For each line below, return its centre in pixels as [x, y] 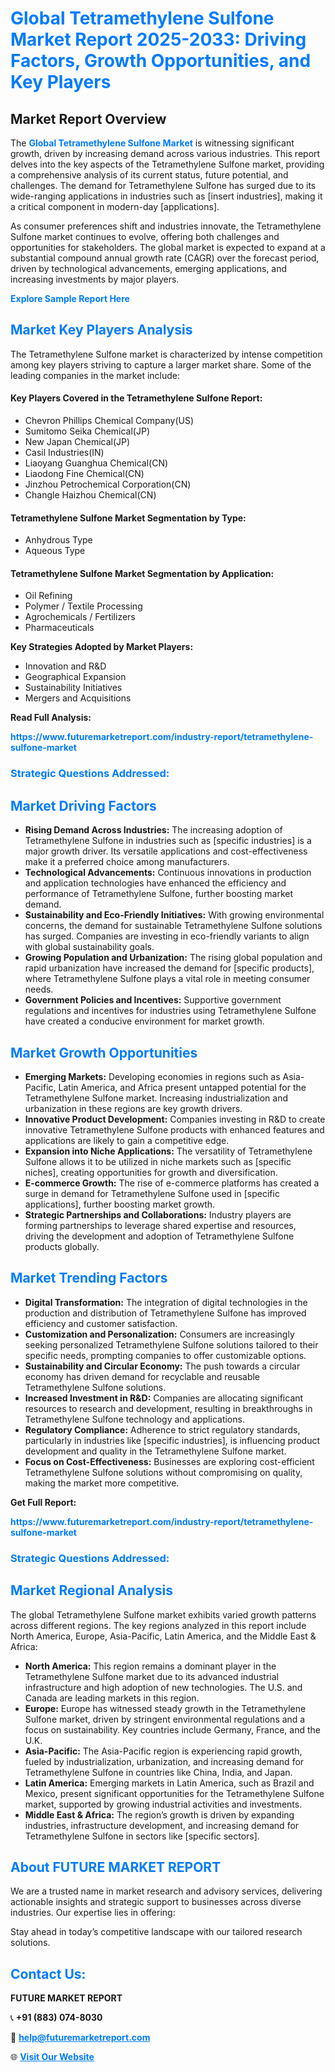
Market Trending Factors [89, 1278]
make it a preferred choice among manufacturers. [127, 862]
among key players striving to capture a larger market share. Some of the [161, 364]
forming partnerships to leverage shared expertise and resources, [160, 1225]
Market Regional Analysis [92, 1590]
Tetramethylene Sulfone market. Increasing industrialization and [156, 1098]
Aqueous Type [55, 551]
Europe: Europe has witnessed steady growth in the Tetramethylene [165, 1708]
